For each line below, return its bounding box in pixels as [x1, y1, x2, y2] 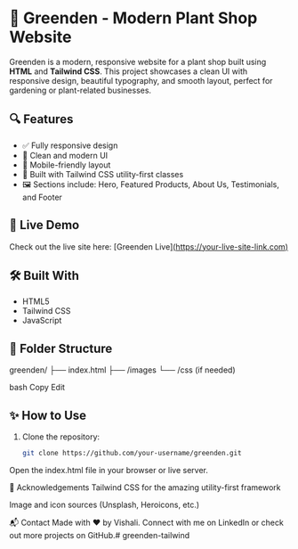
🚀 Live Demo [9, 217, 80, 233]
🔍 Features [9, 111, 74, 127]
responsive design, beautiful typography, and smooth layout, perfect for [9, 75, 273, 86]
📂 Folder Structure [9, 340, 113, 356]
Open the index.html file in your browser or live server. [9, 464, 209, 475]
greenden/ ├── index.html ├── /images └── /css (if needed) [9, 365, 236, 375]
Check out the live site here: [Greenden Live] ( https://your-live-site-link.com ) [9, 241, 289, 252]
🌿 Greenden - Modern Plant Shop [9, 8, 258, 29]
